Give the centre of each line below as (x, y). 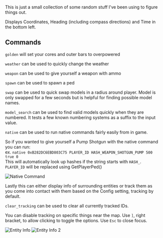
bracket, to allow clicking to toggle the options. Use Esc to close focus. (76, 220)
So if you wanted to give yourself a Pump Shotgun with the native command (81, 141)
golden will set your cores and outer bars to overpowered (63, 54)
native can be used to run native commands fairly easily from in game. (76, 132)
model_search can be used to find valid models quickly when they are (75, 112)
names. (12, 103)
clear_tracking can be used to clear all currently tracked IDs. (67, 206)
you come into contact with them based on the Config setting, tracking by (79, 191)
